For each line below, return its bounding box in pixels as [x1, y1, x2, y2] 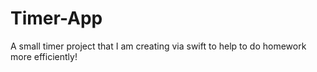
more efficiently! [10, 50, 78, 62]
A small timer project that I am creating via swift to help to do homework [10, 40, 307, 52]
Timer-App [10, 7, 103, 30]
